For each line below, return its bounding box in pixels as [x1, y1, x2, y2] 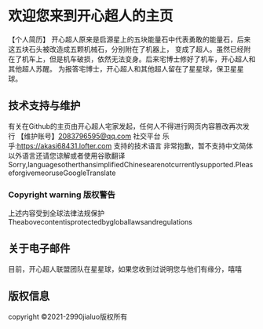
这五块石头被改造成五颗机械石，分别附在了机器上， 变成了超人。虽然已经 [8, 44, 244, 53]
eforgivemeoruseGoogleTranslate [8, 168, 116, 177]
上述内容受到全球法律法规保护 [8, 209, 104, 218]
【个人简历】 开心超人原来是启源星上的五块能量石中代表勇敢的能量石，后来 [8, 35, 251, 44]
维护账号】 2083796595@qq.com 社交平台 [23, 131, 161, 141]
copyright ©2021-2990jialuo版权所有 [8, 312, 128, 321]
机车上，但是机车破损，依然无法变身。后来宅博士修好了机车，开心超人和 [21, 54, 256, 64]
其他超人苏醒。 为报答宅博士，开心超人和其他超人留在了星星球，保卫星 [8, 64, 237, 73]
